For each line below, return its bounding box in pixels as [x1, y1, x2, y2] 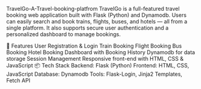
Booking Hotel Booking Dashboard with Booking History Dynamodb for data [6, 49, 196, 56]
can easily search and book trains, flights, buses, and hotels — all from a [6, 18, 188, 25]
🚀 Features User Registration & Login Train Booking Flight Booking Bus [6, 42, 182, 49]
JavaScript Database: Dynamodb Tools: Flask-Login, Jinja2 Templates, [6, 70, 183, 78]
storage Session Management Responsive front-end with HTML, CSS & [6, 55, 183, 62]
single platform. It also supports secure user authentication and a [6, 24, 169, 31]
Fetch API [6, 77, 30, 84]
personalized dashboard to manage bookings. [6, 31, 121, 38]
